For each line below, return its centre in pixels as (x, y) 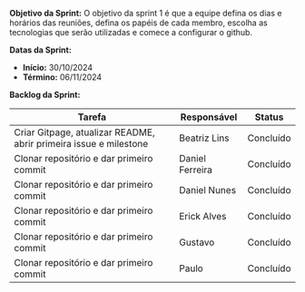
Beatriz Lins (204, 138)
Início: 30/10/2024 (58, 68)
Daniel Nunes (207, 190)
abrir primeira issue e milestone (81, 144)
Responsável (209, 117)
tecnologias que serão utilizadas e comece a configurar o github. (131, 32)
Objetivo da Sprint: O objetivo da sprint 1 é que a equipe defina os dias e (146, 13)
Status (269, 117)
